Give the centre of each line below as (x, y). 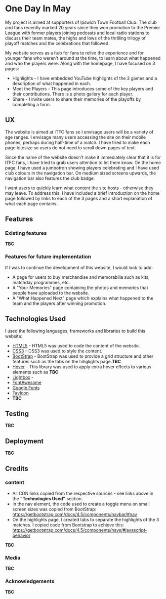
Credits (17, 468)
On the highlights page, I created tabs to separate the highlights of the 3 (85, 519)
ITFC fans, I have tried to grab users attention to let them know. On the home (83, 162)
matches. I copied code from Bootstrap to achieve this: (68, 525)
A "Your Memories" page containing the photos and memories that (80, 288)
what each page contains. (32, 204)
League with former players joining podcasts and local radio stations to (77, 33)
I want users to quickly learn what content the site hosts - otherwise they (79, 188)
